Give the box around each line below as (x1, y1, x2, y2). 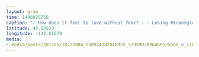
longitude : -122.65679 (6, 31, 62, 37)
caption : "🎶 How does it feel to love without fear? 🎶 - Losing (6, 20, 168, 26)
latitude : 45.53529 (6, 25, 54, 31)
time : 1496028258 (6, 14, 49, 20)
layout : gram (6, 8, 38, 15)
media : (6, 36, 23, 42)
